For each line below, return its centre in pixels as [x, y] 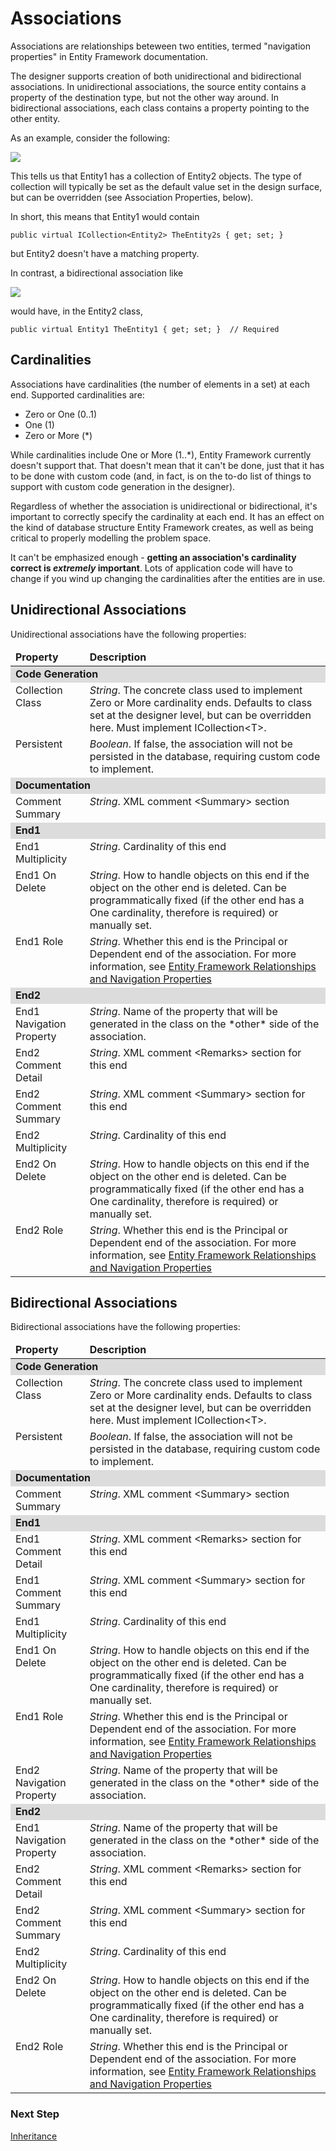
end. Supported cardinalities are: [77, 394]
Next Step [35, 2114]
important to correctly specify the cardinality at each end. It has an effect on [167, 516]
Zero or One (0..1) [61, 414]
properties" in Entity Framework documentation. [109, 56]
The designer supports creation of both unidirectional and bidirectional [156, 76]
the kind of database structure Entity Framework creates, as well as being [162, 527]
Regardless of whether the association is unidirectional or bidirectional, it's [164, 506]
